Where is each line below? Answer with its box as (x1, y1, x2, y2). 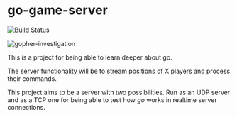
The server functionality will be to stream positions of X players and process (7, 67, 231, 75)
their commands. (7, 74, 57, 83)
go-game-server (7, 2, 108, 18)
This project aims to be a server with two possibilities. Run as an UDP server (7, 88, 231, 96)
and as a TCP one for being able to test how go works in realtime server (7, 95, 218, 104)
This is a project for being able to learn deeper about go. (7, 52, 172, 62)
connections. (7, 103, 46, 111)
